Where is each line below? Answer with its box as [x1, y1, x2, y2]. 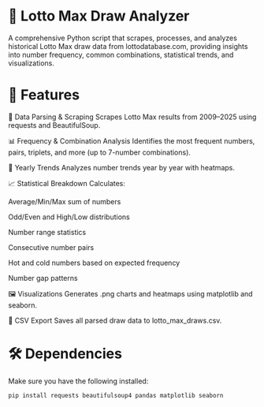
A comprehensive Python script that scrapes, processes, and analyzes [8, 33, 238, 43]
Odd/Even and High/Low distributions [8, 212, 130, 222]
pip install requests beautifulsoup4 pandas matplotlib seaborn [8, 391, 224, 399]
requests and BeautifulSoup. [8, 120, 101, 129]
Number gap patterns [8, 273, 78, 282]
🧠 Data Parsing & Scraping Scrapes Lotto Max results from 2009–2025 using [8, 112, 257, 121]
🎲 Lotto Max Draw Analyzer [8, 7, 190, 25]
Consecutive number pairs [8, 242, 95, 252]
